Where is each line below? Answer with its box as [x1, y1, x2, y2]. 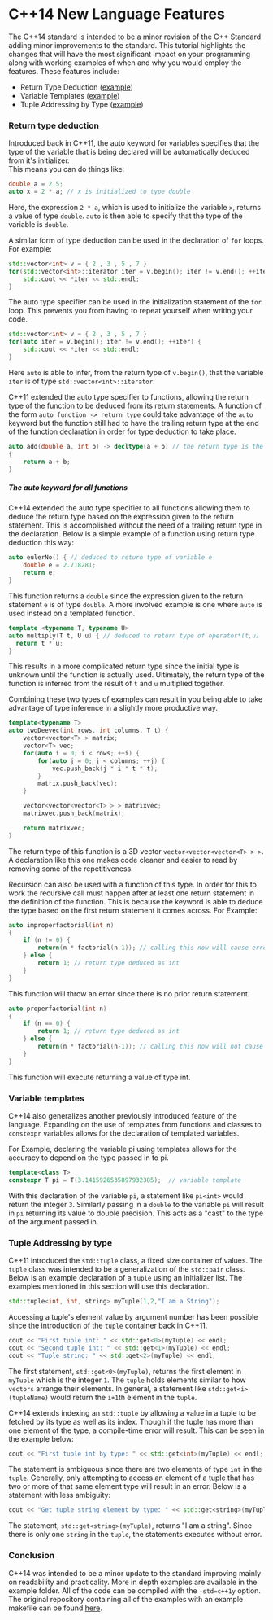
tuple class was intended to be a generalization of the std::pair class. [8, 1264, 245, 1274]
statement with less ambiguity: [8, 1491, 111, 1500]
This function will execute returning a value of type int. [8, 1072, 191, 1082]
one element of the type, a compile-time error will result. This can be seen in [8, 1425, 265, 1435]
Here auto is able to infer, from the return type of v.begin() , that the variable [8, 367, 264, 377]
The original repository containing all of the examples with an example [8, 1594, 244, 1604]
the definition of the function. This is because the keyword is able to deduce [8, 896, 263, 906]
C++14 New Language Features [8, 5, 225, 24]
